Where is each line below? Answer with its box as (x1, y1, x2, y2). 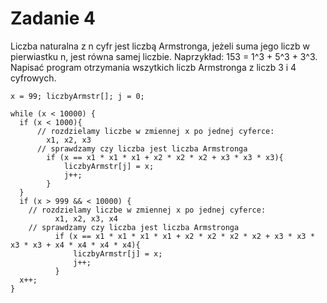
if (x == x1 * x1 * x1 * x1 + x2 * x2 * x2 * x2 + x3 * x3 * (54, 231, 315, 241)
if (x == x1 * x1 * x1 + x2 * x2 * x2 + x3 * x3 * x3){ (46, 152, 284, 162)
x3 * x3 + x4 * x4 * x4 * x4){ (10, 240, 141, 250)
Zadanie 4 (10, 7, 97, 30)
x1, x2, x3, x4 (54, 213, 118, 224)
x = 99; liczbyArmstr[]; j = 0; (10, 91, 145, 101)
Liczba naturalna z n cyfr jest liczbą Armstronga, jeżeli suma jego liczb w (10, 40, 310, 52)
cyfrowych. (10, 72, 57, 84)
